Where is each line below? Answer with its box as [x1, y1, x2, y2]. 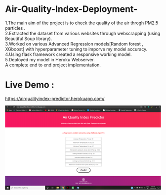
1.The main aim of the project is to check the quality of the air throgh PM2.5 [5, 20, 159, 26]
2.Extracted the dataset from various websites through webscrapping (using [5, 30, 161, 36]
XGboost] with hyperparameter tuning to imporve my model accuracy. [5, 46, 148, 52]
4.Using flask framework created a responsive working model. [5, 51, 132, 57]
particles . [5, 25, 26, 31]
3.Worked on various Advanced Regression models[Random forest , [5, 41, 143, 47]
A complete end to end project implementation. [5, 62, 101, 68]
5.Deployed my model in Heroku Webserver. [5, 56, 95, 62]
